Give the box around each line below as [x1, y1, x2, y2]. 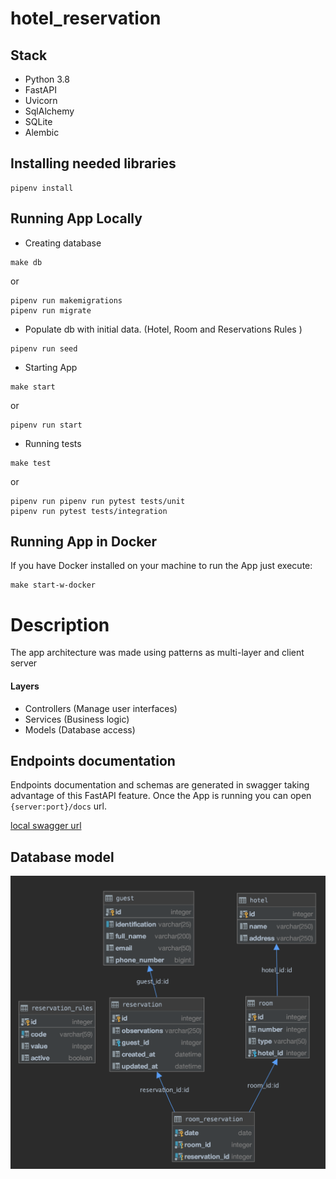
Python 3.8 [24, 73, 70, 85]
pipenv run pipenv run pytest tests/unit [10, 496, 186, 506]
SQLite [24, 116, 53, 127]
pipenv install [10, 183, 74, 193]
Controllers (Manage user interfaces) [24, 702, 178, 714]
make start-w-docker [10, 580, 97, 591]
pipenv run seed [10, 343, 78, 354]
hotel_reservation [10, 7, 162, 30]
